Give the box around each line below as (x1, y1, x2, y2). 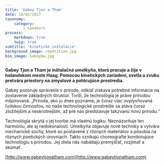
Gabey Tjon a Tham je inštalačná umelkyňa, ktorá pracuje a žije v (5, 67, 142, 73)
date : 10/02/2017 (5, 12, 41, 17)
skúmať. (5, 145, 22, 151)
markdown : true (14, 35, 46, 40)
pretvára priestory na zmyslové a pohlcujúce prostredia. (5, 78, 124, 83)
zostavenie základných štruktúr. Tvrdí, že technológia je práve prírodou (5, 92, 151, 98)
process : (5, 30, 23, 35)
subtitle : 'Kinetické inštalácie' (5, 44, 77, 49)
